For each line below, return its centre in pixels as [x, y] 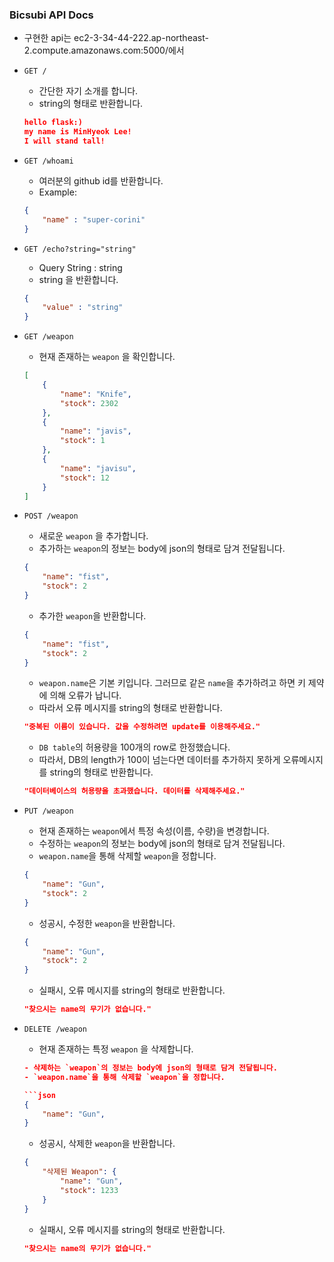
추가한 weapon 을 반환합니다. [92, 615]
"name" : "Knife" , [96, 394]
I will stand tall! [64, 141]
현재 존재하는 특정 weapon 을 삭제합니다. [116, 1049]
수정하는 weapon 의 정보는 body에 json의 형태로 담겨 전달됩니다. [162, 844]
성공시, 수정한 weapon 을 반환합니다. [107, 923]
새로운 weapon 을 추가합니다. [93, 536]
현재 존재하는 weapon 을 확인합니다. [107, 357]
